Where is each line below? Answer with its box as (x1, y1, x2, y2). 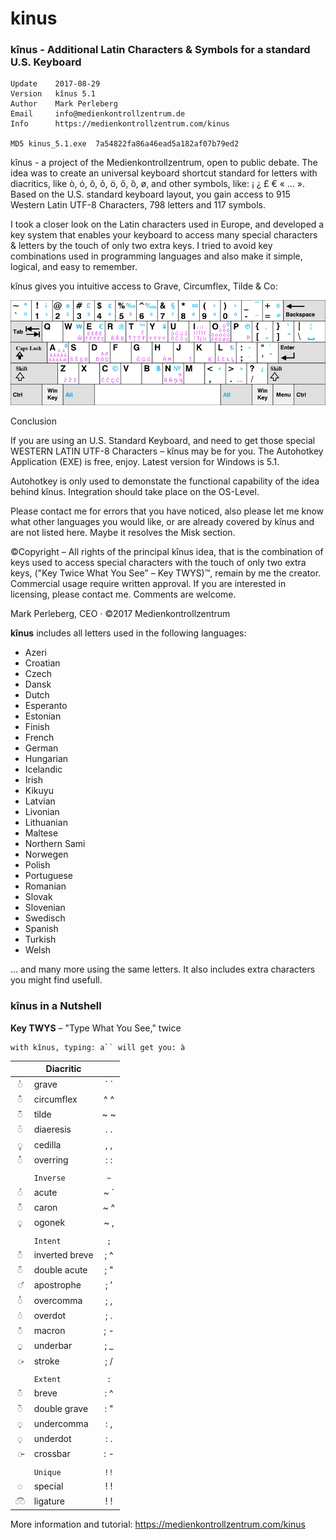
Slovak (24, 891, 53, 903)
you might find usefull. (10, 974, 103, 986)
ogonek (33, 1217, 66, 1229)
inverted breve (33, 1248, 94, 1261)
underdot (33, 1433, 72, 1445)
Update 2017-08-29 (10, 79, 101, 89)
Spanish (24, 923, 59, 935)
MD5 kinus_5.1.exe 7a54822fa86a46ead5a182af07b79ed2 (10, 139, 240, 149)
